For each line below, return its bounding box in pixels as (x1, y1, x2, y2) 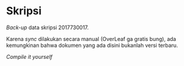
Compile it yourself (6, 53, 52, 60)
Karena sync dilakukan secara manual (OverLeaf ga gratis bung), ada (6, 35, 177, 42)
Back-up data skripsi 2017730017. (6, 24, 89, 31)
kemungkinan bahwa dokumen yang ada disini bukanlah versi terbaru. (6, 42, 179, 49)
